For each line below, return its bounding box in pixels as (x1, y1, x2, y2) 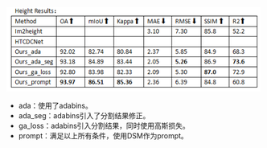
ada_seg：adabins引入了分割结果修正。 (18, 111, 150, 120)
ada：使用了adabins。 (18, 101, 93, 110)
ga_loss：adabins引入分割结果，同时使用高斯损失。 (18, 121, 190, 130)
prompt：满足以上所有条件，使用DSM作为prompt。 (18, 131, 189, 140)
